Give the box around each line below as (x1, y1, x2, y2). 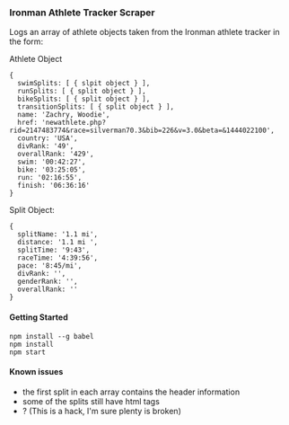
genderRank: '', (17, 277, 78, 287)
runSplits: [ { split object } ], (17, 87, 146, 96)
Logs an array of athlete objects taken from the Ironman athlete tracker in (9, 27, 280, 38)
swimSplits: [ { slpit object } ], (17, 79, 151, 88)
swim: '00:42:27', (17, 157, 87, 167)
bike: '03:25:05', (17, 165, 87, 174)
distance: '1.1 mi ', (17, 238, 99, 247)
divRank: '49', (17, 142, 74, 151)
